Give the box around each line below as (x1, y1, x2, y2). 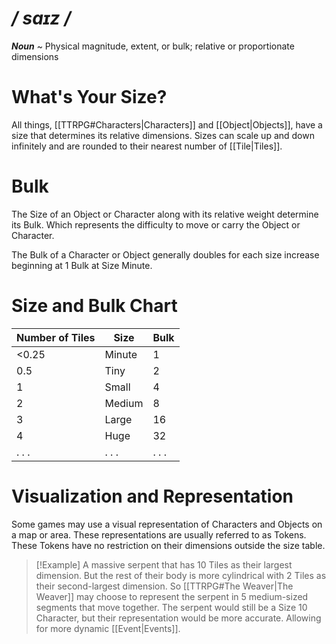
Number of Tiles (16, 330, 96, 344)
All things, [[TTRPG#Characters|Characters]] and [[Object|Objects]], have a (11, 118, 323, 131)
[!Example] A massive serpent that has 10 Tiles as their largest (35, 558, 293, 571)
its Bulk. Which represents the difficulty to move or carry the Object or (11, 218, 301, 231)
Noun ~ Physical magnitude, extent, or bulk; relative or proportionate (11, 40, 295, 52)
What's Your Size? (11, 86, 168, 109)
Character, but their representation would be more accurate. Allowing (35, 612, 322, 624)
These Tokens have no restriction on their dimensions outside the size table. (11, 539, 326, 551)
